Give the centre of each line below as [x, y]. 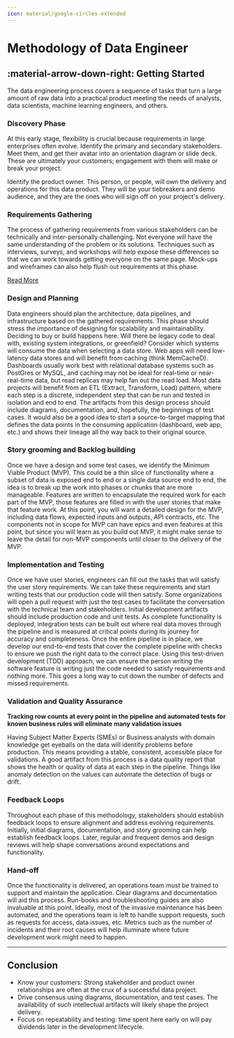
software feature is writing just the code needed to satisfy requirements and [116, 669]
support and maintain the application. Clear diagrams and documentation [112, 893]
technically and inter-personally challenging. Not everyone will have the [110, 237]
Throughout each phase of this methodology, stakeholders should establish [116, 815]
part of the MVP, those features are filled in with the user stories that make [114, 502]
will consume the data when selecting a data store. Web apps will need [109, 350]
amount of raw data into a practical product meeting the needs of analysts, [115, 98]
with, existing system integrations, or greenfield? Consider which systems [113, 343]
